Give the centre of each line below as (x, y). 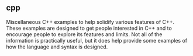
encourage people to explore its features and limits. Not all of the (84, 34)
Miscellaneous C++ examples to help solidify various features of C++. (90, 22)
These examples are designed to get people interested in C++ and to (89, 28)
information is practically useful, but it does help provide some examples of (97, 40)
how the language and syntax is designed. (57, 47)
